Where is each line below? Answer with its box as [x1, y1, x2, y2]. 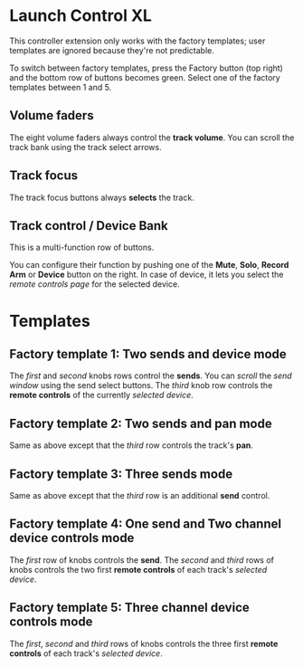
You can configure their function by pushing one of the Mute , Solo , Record [9, 260, 289, 271]
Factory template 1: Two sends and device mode [9, 346, 287, 362]
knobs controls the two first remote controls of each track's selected [9, 564, 268, 575]
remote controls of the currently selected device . [9, 390, 194, 401]
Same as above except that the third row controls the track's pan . [9, 440, 253, 451]
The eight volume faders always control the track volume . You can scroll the [9, 132, 295, 143]
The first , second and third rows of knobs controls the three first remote [9, 638, 279, 649]
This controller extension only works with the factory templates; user [9, 35, 266, 46]
